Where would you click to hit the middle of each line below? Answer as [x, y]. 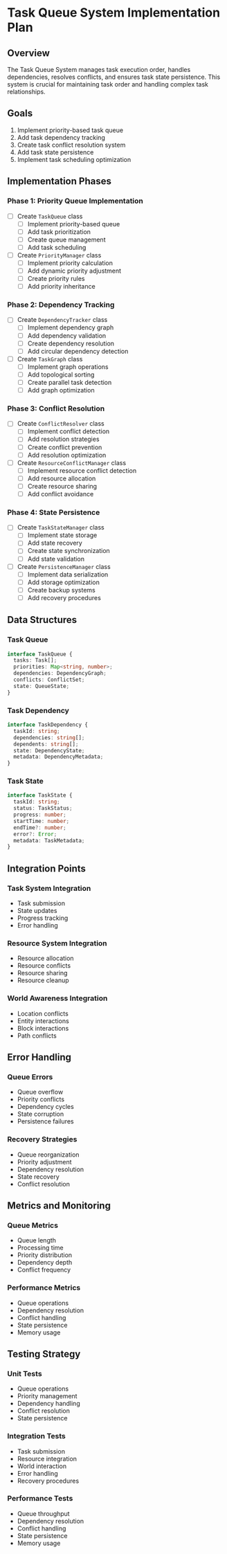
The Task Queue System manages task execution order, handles [99, 70]
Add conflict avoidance [61, 494]
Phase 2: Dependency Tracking [61, 305]
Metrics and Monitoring [59, 1205]
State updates [37, 910]
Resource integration [47, 1458]
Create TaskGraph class [50, 359]
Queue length [37, 1240]
